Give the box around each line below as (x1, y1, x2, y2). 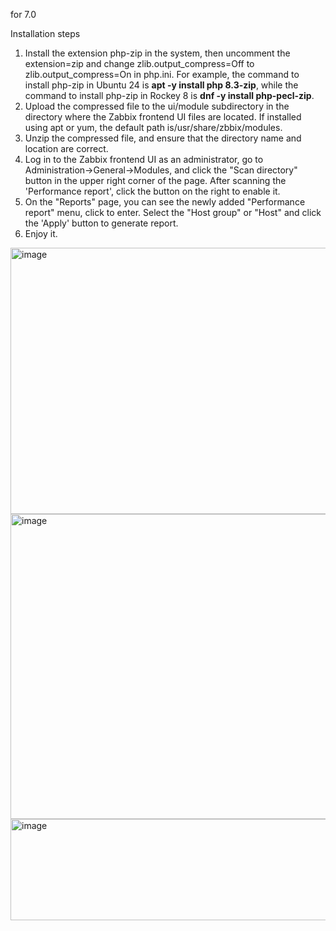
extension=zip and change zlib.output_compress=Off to (24, 58, 255, 69)
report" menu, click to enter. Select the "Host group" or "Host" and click (24, 207, 322, 218)
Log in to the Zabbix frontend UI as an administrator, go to (24, 154, 264, 165)
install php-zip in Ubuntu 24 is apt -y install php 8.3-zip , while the (24, 79, 299, 91)
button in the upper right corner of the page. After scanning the (24, 175, 287, 186)
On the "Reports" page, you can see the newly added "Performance (24, 196, 306, 208)
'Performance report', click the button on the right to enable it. (24, 185, 281, 197)
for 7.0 (10, 9, 37, 20)
